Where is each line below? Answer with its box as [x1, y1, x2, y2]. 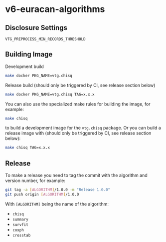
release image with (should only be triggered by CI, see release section [5, 130, 152, 136]
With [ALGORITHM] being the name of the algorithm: [5, 201, 109, 207]
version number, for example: [5, 177, 66, 183]
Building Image [5, 50, 53, 58]
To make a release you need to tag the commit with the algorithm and [5, 172, 148, 178]
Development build [5, 63, 44, 69]
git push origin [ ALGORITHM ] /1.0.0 [5, 192, 79, 197]
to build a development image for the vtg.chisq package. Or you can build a [5, 125, 161, 131]
